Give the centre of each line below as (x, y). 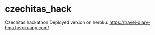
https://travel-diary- (130, 22)
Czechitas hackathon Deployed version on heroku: (57, 22)
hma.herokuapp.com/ (27, 27)
